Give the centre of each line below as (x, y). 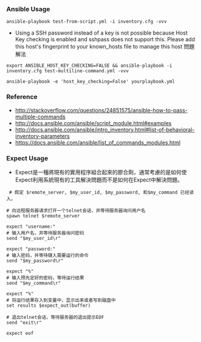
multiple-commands (40, 117)
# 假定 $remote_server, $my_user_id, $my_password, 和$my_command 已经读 (101, 192)
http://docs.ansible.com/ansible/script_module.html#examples (93, 123)
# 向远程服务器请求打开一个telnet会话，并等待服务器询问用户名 (76, 210)
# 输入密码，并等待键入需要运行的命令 (48, 255)
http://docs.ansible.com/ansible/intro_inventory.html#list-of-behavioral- (105, 129)
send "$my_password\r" (35, 261)
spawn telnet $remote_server (43, 216)
